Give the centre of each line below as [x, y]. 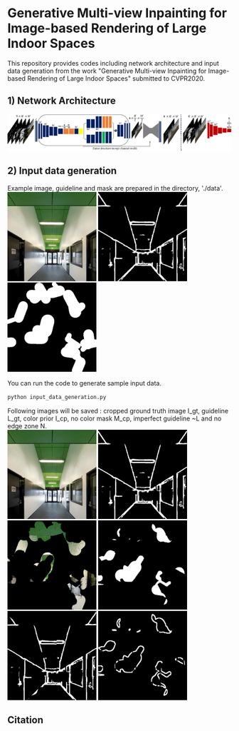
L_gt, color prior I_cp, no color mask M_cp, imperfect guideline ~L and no [115, 418]
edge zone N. [27, 425]
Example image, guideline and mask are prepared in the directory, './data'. [115, 188]
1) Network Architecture [62, 101]
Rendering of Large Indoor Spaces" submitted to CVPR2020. [116, 78]
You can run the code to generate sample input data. [85, 383]
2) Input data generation [62, 171]
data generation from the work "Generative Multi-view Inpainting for [107, 71]
